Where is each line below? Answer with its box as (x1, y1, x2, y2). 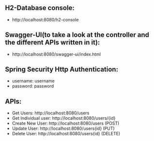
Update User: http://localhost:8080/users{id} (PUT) (12, 125, 115, 131)
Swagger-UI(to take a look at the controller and (5, 31, 149, 39)
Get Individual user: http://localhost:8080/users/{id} (12, 115, 116, 121)
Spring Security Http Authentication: (5, 65, 119, 74)
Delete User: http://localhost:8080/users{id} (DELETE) (12, 131, 121, 137)
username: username (12, 78, 55, 84)
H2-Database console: (5, 4, 75, 12)
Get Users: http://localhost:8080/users (12, 110, 90, 116)
